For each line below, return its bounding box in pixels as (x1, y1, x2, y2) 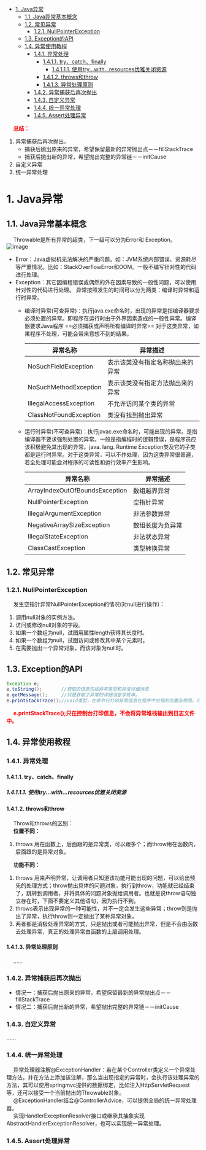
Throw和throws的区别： (13, 820, 74, 827)
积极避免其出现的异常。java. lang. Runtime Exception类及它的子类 (29, 443, 196, 450)
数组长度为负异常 (132, 521, 183, 529)
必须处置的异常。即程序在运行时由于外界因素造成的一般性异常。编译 (24, 315, 197, 322)
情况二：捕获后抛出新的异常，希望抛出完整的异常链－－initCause (15, 1003, 179, 1010)
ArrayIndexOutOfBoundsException (27, 486, 128, 494)
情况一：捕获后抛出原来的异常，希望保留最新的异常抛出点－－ (15, 989, 172, 996)
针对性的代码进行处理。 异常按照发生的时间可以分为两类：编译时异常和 (15, 286, 194, 293)
